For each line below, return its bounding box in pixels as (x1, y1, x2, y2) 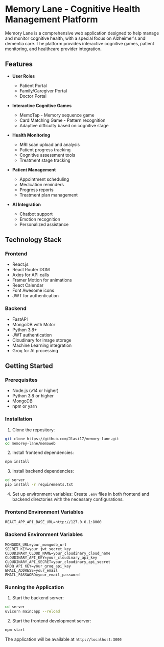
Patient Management (12, 167, 56, 172)
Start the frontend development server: (12, 618, 92, 623)
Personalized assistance (19, 221, 69, 227)
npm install (5, 459, 29, 464)
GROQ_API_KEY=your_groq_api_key (5, 563, 71, 568)
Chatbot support (19, 211, 53, 217)
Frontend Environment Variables (5, 508, 84, 515)
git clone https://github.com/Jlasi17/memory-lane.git (5, 436, 119, 441)
